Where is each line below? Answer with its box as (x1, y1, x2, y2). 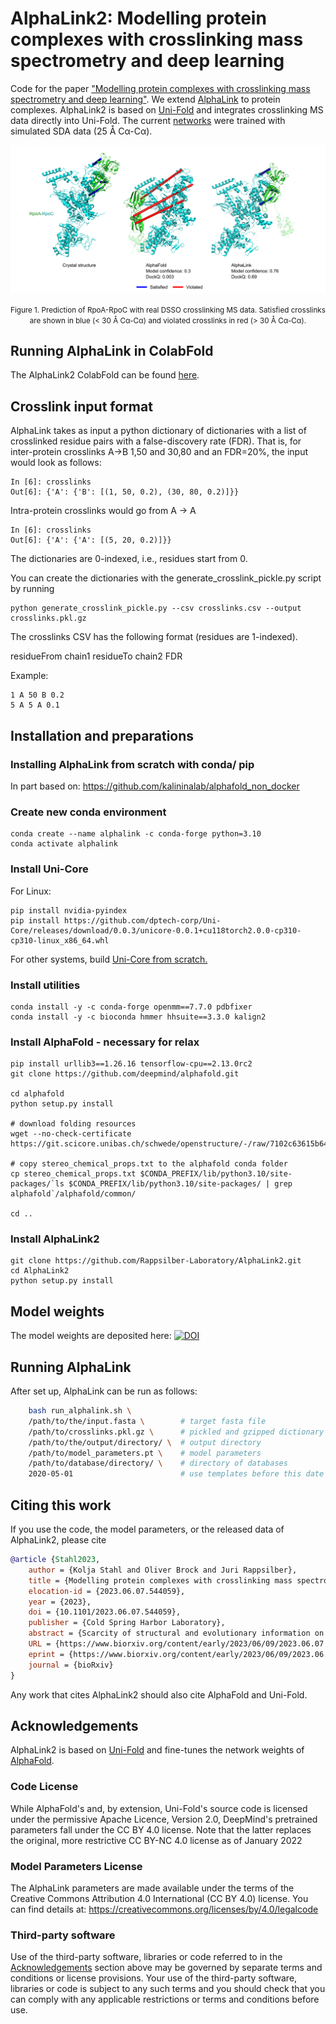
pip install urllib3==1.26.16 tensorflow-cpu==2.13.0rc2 (10, 1059, 253, 1069)
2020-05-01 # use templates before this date (28, 1469, 325, 1479)
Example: (10, 670, 49, 682)
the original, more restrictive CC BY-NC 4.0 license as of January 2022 (10, 1834, 303, 1846)
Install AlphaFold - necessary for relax (10, 1035, 200, 1049)
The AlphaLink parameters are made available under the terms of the (10, 1882, 295, 1894)
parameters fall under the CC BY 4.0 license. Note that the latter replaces (10, 1823, 312, 1836)
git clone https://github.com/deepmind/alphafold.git (10, 1069, 240, 1079)
